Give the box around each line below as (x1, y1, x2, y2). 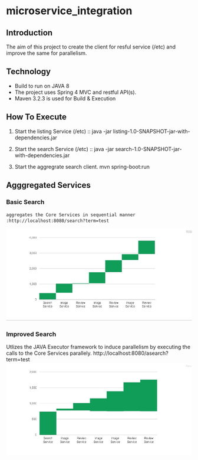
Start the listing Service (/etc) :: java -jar (14, 128, 112, 135)
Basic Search (6, 198, 45, 206)
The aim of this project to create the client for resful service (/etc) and (6, 43, 176, 50)
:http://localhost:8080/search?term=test (6, 218, 110, 224)
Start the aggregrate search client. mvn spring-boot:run (14, 163, 150, 170)
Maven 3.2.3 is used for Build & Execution (14, 94, 116, 102)
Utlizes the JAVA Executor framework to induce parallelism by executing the (6, 344, 190, 351)
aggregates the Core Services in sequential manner (6, 212, 136, 218)
